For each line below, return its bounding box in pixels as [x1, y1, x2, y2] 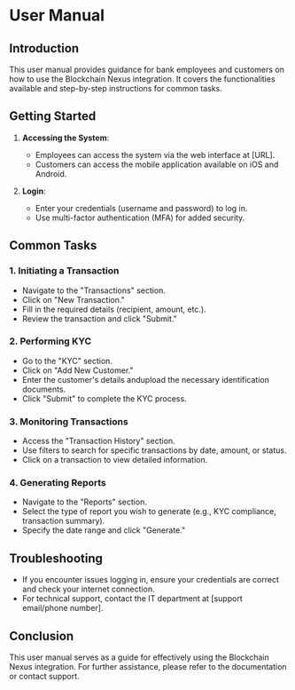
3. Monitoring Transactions [9, 415, 128, 427]
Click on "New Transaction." [21, 294, 126, 305]
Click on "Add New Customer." [21, 365, 134, 376]
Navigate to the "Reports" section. [21, 496, 148, 507]
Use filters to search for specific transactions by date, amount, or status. [21, 445, 287, 456]
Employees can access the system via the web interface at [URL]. [35, 149, 276, 160]
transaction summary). [21, 516, 105, 527]
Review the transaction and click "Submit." [21, 313, 177, 324]
